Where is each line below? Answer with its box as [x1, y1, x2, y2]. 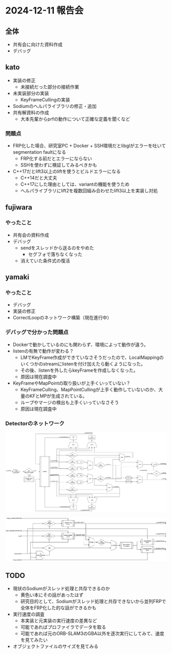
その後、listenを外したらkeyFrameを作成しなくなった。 [20, 367, 139, 373]
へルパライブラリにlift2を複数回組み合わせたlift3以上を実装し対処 [20, 188, 158, 194]
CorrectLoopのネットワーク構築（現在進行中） [12, 315, 112, 321]
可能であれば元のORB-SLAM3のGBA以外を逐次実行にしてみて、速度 [20, 630, 164, 637]
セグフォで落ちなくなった [28, 251, 83, 257]
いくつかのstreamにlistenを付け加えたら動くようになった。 [20, 360, 146, 367]
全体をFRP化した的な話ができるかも [20, 605, 97, 611]
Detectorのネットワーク [5, 420, 65, 427]
